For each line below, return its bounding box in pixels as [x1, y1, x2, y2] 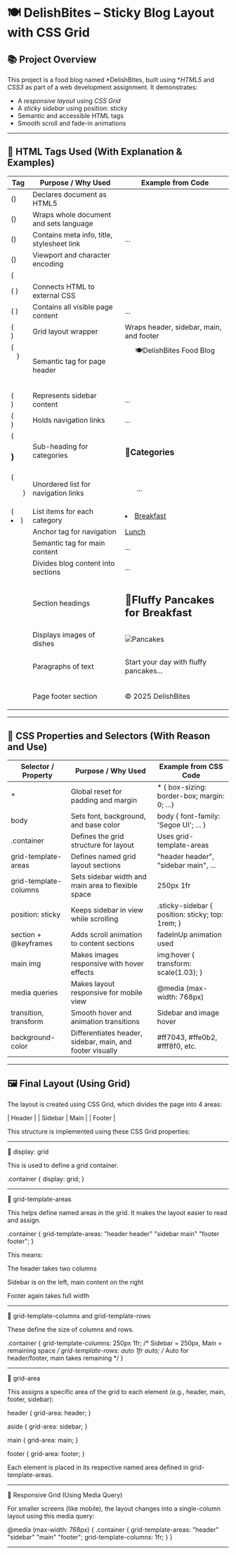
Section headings [32, 598, 90, 608]
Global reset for [70, 787, 122, 796]
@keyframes [11, 938, 53, 948]
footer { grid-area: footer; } [7, 1449, 86, 1457]
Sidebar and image [157, 1008, 220, 1018]
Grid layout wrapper [32, 327, 98, 336]
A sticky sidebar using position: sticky [17, 104, 128, 112]
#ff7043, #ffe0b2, [157, 1032, 218, 1042]
